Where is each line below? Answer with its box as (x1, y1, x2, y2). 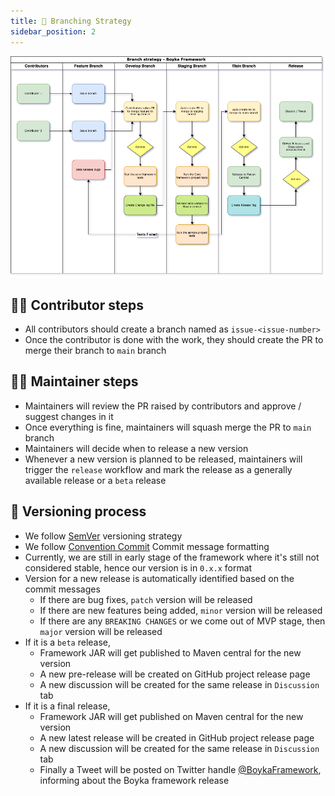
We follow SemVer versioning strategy (24, 530, 183, 542)
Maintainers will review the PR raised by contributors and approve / (24, 400, 302, 412)
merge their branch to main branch (24, 344, 167, 356)
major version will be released (39, 625, 163, 637)
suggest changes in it (24, 410, 114, 422)
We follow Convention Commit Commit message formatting (24, 540, 270, 552)
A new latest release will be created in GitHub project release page (39, 731, 315, 744)
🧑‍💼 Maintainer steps (10, 373, 139, 390)
